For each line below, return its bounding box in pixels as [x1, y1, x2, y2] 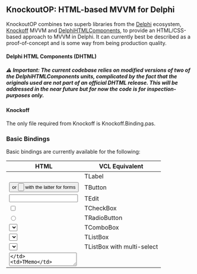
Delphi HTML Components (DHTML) [6, 53, 97, 60]
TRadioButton [84, 214, 123, 222]
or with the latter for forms [12, 184, 76, 190]
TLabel [84, 172, 104, 180]
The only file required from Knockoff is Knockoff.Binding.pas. [6, 120, 156, 127]
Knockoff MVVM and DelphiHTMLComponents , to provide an [6, 27, 155, 34]
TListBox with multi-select [84, 243, 158, 251]
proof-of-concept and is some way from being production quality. [6, 39, 167, 46]
